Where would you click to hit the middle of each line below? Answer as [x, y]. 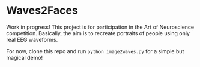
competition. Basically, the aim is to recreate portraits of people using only [98, 33]
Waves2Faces [42, 10]
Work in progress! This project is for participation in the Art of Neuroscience [100, 27]
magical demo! [25, 57]
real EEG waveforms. [32, 39]
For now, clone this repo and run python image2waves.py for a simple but [95, 51]
